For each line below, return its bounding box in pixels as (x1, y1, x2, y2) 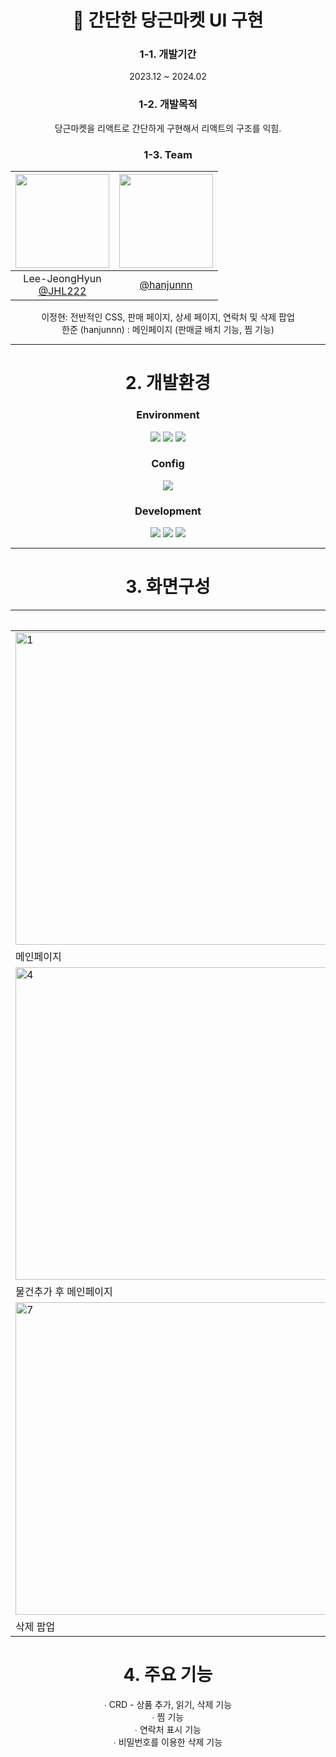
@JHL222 (38, 284, 87, 298)
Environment (136, 408, 200, 422)
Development (134, 504, 202, 518)
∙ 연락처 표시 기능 (134, 1724, 202, 1736)
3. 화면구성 (125, 576, 211, 598)
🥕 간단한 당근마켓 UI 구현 (72, 9, 264, 32)
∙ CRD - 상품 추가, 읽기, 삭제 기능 (103, 1699, 233, 1711)
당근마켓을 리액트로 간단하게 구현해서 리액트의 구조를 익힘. (54, 122, 282, 134)
